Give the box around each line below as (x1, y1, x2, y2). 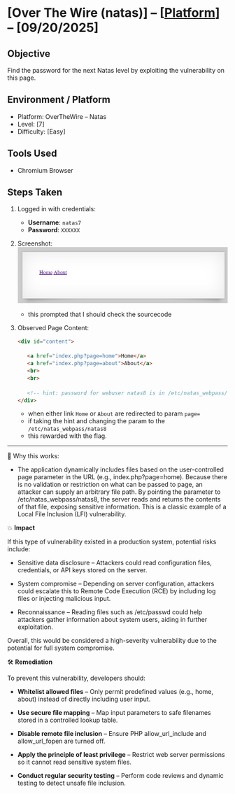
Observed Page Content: (17, 323, 90, 332)
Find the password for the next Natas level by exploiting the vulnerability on (7, 66, 225, 74)
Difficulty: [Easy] (17, 127, 66, 136)
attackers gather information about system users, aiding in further (17, 616, 208, 624)
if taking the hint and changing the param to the (27, 417, 166, 425)
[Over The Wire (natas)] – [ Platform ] (7, 5, 220, 21)
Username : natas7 (27, 218, 82, 227)
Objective (7, 48, 51, 59)
